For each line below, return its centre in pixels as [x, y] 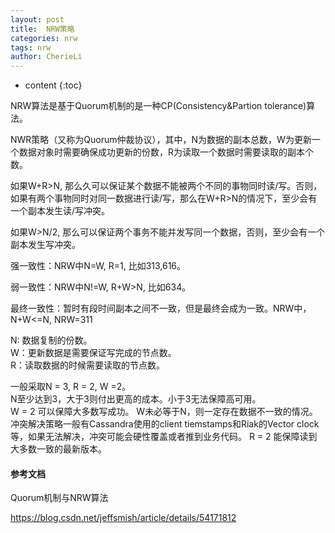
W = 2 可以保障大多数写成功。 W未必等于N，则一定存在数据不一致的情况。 [164, 412]
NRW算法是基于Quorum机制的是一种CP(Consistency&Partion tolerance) [158, 106]
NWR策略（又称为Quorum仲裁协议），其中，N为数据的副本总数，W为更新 [161, 140]
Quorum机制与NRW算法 [59, 498]
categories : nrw [44, 38]
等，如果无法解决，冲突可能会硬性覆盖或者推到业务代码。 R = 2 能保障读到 [164, 437]
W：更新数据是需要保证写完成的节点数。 [93, 353]
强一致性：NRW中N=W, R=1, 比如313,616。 [98, 266]
